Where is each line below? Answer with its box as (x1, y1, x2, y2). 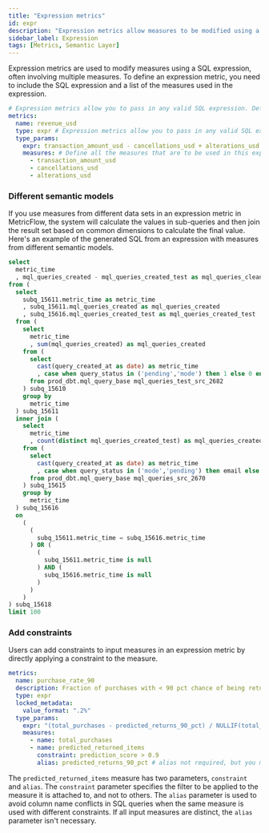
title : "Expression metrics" (8, 11, 106, 20)
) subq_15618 (8, 601, 52, 609)
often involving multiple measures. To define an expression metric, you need (8, 72, 260, 82)
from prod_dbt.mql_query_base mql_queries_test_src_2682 (29, 377, 224, 385)
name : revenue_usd (15, 119, 78, 127)
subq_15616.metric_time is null (43, 570, 152, 579)
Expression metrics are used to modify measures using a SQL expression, (8, 63, 252, 73)
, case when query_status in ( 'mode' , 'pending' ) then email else (37, 466, 260, 475)
